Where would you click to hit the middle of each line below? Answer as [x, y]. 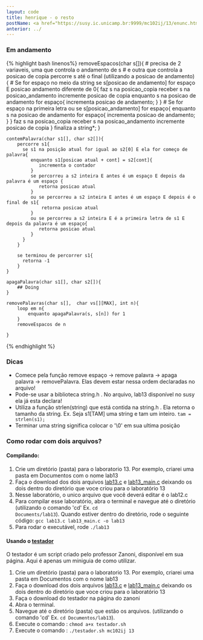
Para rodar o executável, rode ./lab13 [62, 527]
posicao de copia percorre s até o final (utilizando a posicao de [85, 76]
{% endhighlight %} [31, 346]
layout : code [23, 12]
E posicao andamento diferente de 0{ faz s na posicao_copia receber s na [98, 89]
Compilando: [23, 456]
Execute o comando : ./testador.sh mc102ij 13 [75, 630]
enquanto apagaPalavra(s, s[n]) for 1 [77, 314]
